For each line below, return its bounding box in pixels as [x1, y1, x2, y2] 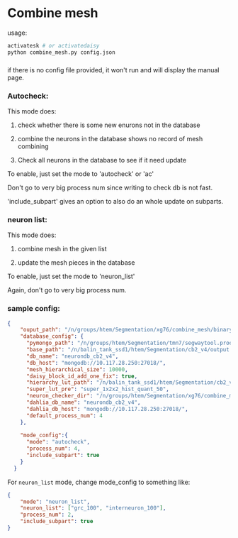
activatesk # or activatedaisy [7, 42, 100, 49]
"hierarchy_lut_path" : [25, 379, 93, 386]
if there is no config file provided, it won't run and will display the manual [7, 65, 220, 74]
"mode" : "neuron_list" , [20, 498, 91, 505]
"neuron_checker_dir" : [25, 392, 93, 400]
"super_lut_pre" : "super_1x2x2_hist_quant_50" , [25, 385, 170, 393]
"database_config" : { [20, 333, 84, 340]
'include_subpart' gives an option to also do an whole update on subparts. [7, 197, 224, 205]
